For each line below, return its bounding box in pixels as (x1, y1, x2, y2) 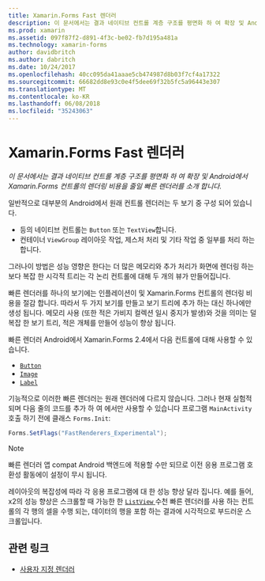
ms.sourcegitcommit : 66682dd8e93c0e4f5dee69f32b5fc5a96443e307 (8, 78, 221, 85)
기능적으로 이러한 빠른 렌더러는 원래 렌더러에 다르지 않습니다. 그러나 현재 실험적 (8, 393, 252, 403)
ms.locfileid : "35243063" (8, 108, 93, 116)
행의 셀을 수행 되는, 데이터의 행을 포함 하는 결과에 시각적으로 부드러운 (31, 506, 244, 515)
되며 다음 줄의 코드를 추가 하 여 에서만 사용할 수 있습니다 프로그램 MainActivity (8, 403, 252, 412)
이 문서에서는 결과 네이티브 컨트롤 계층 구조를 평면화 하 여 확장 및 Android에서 (8, 171, 248, 180)
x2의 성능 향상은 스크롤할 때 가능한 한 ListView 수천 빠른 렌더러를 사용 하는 (8, 496, 240, 506)
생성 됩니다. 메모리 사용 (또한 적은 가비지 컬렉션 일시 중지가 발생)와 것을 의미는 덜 (8, 308, 257, 317)
